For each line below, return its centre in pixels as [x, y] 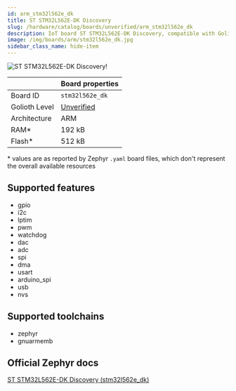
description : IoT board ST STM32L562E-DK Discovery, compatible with [111, 33]
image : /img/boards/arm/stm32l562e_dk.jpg [70, 40]
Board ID [25, 95]
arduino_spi [34, 279]
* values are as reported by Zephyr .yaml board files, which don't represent [116, 158]
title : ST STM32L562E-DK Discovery [59, 20]
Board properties [90, 84]
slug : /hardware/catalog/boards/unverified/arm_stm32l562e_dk [100, 27]
